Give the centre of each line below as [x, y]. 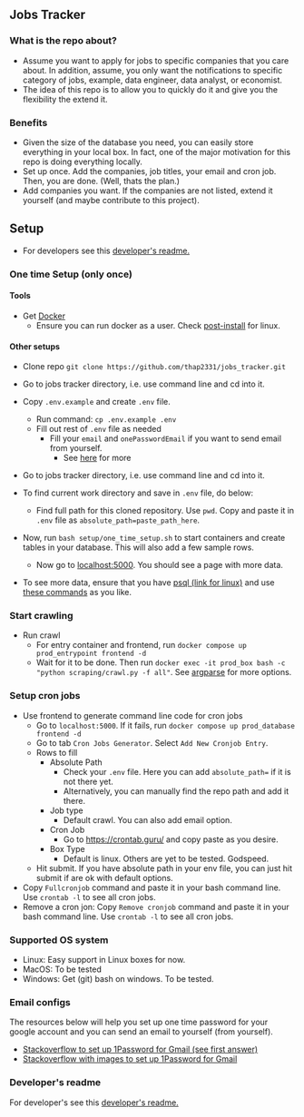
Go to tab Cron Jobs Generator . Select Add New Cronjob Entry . [152, 742]
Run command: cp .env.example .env [106, 419]
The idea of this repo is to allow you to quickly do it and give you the [150, 89]
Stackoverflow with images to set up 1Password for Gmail [130, 1059]
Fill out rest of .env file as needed [98, 429]
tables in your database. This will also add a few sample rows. [138, 547]
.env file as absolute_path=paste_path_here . [118, 520]
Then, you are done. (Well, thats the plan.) [101, 181]
